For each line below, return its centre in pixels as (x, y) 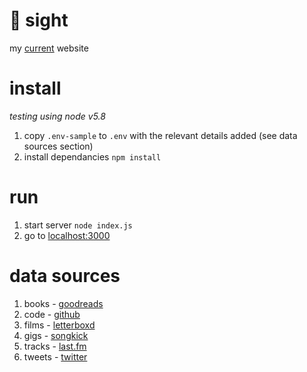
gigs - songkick (56, 335)
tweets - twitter (55, 356)
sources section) (58, 146)
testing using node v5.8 (57, 116)
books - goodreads (63, 303)
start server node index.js (78, 225)
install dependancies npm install (92, 156)
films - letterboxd (59, 325)
